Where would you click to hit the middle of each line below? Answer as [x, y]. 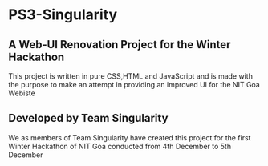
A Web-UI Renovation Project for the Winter [120, 45]
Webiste [22, 93]
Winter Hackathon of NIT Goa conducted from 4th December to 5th [120, 146]
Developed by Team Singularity [88, 118]
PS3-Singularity [63, 15]
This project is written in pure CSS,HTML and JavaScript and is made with [130, 76]
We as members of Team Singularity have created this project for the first [130, 137]
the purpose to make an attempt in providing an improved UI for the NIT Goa [134, 85]
